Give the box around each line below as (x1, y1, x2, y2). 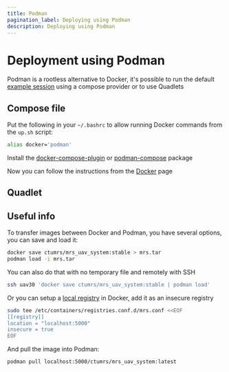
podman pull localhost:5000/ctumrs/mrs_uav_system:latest (7, 358, 177, 365)
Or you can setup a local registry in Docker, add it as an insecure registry (7, 294, 214, 302)
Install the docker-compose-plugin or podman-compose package (7, 154, 193, 162)
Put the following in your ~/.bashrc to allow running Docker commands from (7, 121, 223, 129)
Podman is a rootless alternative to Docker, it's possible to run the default (7, 75, 215, 83)
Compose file (7, 102, 66, 114)
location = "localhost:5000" (7, 320, 91, 327)
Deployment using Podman (7, 52, 165, 68)
